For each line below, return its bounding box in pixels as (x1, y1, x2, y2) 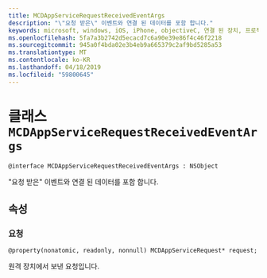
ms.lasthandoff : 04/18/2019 (8, 64, 102, 71)
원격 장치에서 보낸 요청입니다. (8, 261, 100, 271)
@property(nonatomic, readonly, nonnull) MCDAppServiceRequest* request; (8, 247, 258, 255)
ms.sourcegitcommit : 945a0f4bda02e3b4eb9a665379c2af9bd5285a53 (8, 41, 222, 49)
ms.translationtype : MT (8, 48, 87, 56)
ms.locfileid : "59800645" (8, 71, 94, 79)
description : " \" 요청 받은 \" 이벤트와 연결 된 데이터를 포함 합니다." (8, 19, 214, 27)
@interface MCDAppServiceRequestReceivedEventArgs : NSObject (8, 162, 219, 170)
